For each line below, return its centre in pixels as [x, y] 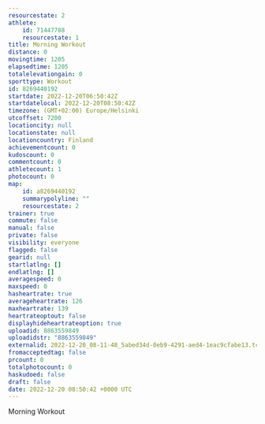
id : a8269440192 [49, 191]
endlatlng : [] [32, 272]
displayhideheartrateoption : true [65, 323]
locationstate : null [42, 132]
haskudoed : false [37, 374]
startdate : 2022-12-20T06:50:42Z [63, 96]
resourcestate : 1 [51, 37]
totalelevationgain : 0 [45, 74]
